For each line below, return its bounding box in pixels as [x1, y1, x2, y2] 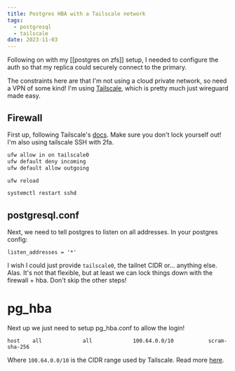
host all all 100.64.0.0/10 [7, 337, 174, 344]
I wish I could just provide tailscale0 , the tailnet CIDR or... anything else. [7, 261, 217, 270]
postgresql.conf [7, 209, 79, 221]
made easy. [7, 92, 41, 100]
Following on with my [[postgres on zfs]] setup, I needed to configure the [7, 55, 219, 64]
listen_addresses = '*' [7, 249, 77, 256]
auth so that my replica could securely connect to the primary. [7, 63, 187, 72]
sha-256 [7, 344, 30, 351]
